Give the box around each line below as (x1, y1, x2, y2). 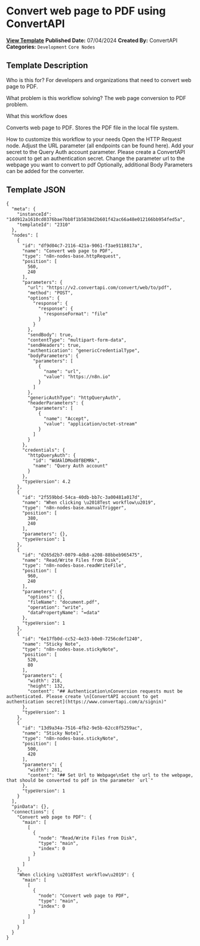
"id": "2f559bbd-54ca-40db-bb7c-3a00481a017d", (21, 494, 143, 500)
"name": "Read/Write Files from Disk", (21, 557, 121, 563)
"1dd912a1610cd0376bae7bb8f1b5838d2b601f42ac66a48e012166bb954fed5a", (6, 216, 186, 222)
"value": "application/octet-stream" (44, 421, 137, 427)
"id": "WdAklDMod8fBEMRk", (32, 457, 100, 464)
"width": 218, (27, 678, 63, 684)
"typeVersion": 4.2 (21, 478, 70, 485)
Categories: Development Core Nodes (6, 43, 96, 50)
